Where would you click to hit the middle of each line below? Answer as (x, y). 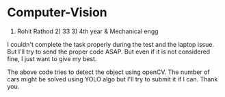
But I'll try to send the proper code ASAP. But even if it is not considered (109, 52)
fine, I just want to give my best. (52, 58)
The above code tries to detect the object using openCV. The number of (108, 72)
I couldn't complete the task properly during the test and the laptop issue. (110, 44)
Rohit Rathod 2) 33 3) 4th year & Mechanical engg (88, 31)
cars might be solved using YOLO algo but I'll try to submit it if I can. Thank (112, 79)
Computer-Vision (57, 13)
